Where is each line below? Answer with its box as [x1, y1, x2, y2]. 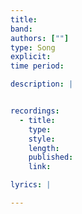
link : [28, 162, 52, 172]
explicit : [10, 52, 52, 62]
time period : [10, 61, 65, 71]
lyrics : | [10, 180, 52, 190]
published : [28, 152, 74, 163]
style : [28, 134, 56, 144]
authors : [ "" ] [10, 33, 70, 43]
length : [28, 143, 60, 153]
